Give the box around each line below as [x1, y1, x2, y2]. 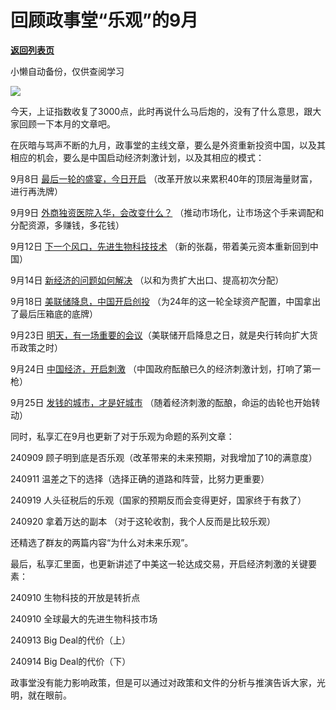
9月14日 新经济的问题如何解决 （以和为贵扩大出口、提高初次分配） [10, 274, 285, 286]
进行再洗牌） [10, 185, 63, 197]
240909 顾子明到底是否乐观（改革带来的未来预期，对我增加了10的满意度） [10, 451, 318, 463]
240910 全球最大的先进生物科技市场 [10, 612, 158, 625]
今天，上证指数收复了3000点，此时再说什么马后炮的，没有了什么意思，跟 [10, 105, 313, 117]
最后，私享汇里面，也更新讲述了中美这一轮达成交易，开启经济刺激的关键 [10, 557, 308, 570]
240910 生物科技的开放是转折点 [10, 591, 141, 603]
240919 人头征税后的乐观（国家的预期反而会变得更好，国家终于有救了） [10, 494, 307, 506]
